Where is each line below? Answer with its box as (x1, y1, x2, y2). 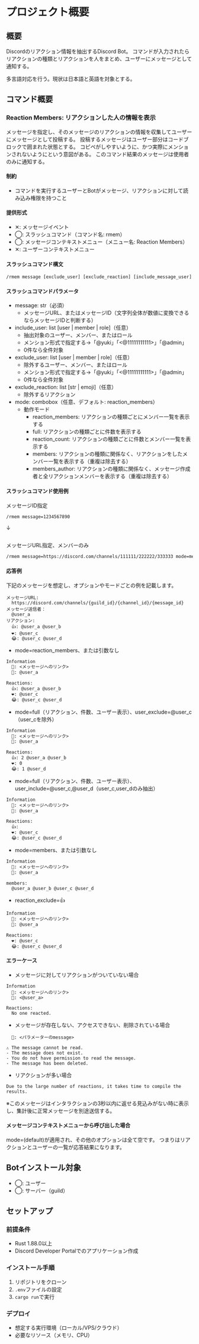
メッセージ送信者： (6, 606, 46, 612)
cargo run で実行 (14, 1293, 55, 1300)
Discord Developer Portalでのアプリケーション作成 (14, 1247, 139, 1254)
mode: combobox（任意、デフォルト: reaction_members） (14, 399, 158, 406)
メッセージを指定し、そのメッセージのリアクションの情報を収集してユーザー (6, 128, 192, 135)
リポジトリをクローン (14, 1278, 67, 1285)
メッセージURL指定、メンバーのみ (6, 542, 89, 549)
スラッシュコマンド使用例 (6, 487, 69, 494)
